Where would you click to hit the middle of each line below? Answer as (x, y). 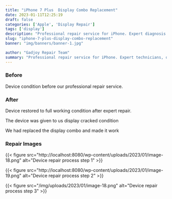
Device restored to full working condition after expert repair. (68, 111)
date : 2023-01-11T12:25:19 (34, 15)
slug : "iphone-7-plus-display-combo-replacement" (59, 39)
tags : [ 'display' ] (25, 29)
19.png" (14, 176)
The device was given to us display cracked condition (62, 121)
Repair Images (24, 144)
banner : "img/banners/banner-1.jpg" (44, 43)
